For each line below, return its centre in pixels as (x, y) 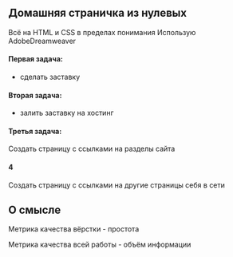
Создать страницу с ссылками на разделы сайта (92, 149)
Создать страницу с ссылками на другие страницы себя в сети (117, 185)
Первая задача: (36, 59)
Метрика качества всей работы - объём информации (100, 245)
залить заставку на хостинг (67, 113)
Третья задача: (35, 131)
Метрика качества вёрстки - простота (74, 229)
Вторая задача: (35, 95)
